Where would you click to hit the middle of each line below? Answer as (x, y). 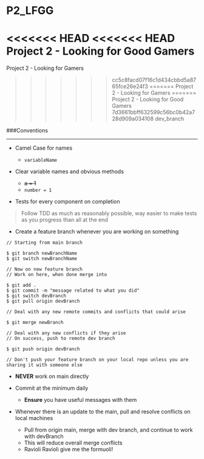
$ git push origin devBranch (43, 349)
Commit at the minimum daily (52, 388)
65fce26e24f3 (130, 86)
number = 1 (38, 190)
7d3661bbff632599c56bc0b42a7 (154, 112)
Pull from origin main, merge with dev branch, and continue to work (108, 430)
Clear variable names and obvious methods (70, 171)
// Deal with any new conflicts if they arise (66, 333)
